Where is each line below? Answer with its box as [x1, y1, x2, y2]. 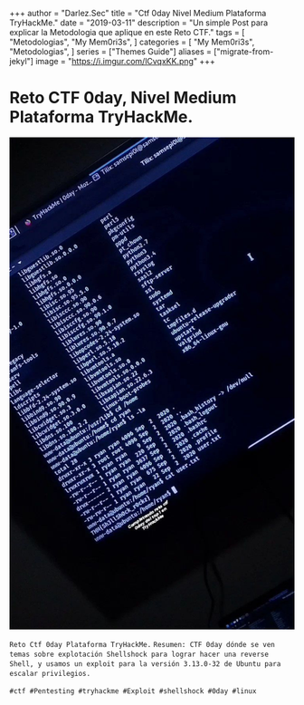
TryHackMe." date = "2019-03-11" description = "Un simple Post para [9, 17, 269, 28]
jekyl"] [9, 56, 34, 66]
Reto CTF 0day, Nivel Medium [9, 88, 237, 108]
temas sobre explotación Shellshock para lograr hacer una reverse [9, 650, 270, 659]
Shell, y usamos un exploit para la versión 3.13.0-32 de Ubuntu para [9, 659, 281, 669]
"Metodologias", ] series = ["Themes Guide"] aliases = [9, 46, 213, 57]
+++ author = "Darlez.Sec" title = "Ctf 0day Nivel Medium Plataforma [9, 8, 267, 18]
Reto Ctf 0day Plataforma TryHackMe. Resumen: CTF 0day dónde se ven [9, 640, 276, 649]
